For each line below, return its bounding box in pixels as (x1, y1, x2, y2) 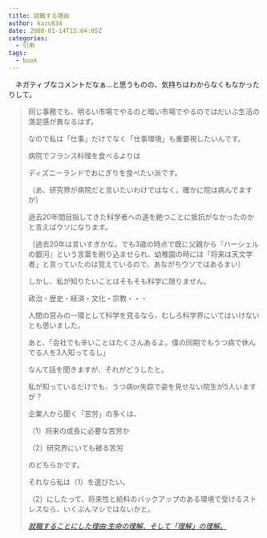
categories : (8, 34, 48, 43)
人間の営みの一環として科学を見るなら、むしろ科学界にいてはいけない (27, 310, 260, 320)
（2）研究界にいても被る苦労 (27, 442, 124, 452)
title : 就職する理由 (8, 11, 70, 20)
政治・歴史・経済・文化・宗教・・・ (27, 293, 148, 303)
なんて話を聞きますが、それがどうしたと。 (27, 365, 168, 374)
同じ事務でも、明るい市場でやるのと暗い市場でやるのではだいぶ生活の (27, 106, 261, 116)
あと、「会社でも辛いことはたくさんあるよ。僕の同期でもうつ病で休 (27, 337, 249, 347)
